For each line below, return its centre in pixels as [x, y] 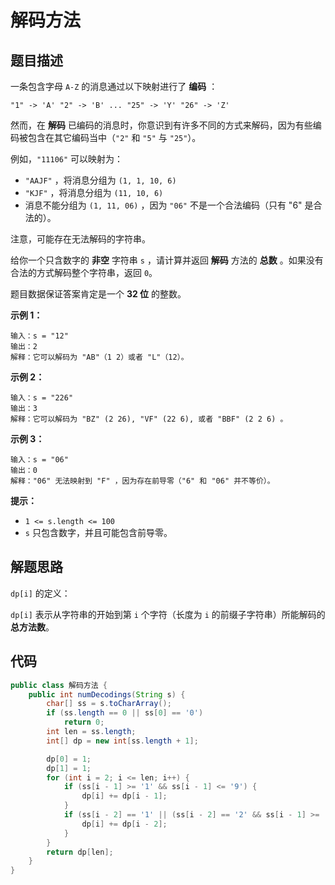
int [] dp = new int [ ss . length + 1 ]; [122, 741]
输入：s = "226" [42, 398]
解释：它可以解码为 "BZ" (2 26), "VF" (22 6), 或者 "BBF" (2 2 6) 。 [149, 419]
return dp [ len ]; [80, 852]
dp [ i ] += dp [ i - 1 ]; [124, 796]
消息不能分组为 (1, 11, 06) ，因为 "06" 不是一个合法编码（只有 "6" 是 [169, 205]
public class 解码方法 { [59, 685]
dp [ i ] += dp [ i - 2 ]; [124, 824]
